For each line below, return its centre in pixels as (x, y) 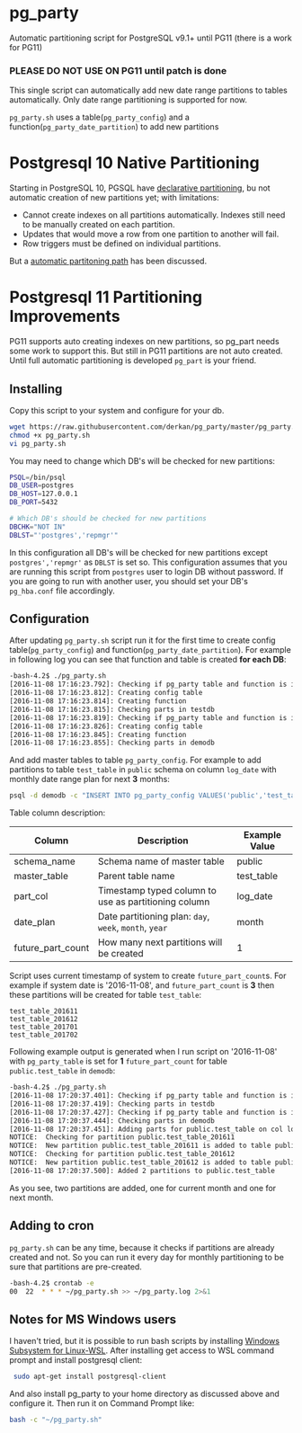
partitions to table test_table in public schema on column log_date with (143, 770)
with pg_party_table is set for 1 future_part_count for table (118, 1061)
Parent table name (136, 877)
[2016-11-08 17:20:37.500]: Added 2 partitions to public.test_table (142, 1170)
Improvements (65, 316)
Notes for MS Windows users (93, 1319)
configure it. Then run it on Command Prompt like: (102, 1403)
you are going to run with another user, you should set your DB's (129, 581)
